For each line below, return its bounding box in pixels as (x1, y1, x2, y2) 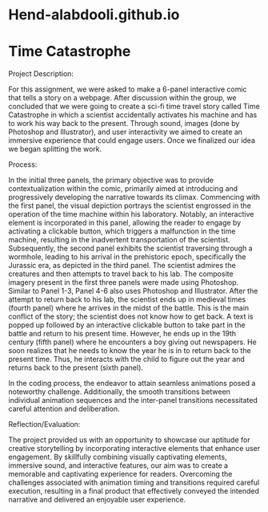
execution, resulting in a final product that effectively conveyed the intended (8, 486, 260, 496)
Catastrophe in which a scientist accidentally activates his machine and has (8, 110, 258, 120)
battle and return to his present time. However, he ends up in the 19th (8, 329, 237, 339)
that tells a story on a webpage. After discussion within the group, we (8, 93, 237, 103)
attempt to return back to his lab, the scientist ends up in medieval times (8, 295, 246, 304)
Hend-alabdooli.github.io (8, 6, 180, 24)
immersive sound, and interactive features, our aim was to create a (8, 461, 229, 470)
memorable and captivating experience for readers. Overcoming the (8, 469, 233, 479)
